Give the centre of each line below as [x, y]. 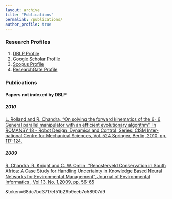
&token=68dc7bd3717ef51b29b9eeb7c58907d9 [56, 192]
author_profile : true [28, 24]
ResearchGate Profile [35, 69]
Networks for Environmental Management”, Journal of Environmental [78, 176]
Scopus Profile [28, 64]
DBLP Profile [26, 53]
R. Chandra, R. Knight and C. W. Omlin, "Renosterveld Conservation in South [86, 166]
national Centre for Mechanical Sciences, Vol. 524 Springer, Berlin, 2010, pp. [86, 136]
